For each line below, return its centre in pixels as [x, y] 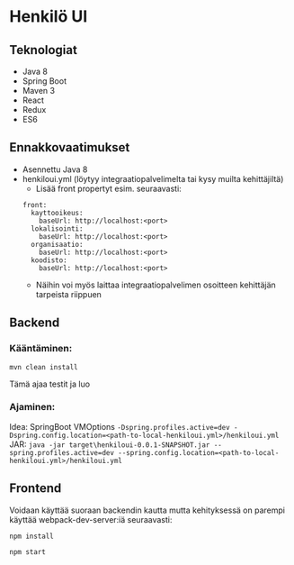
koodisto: [49, 260]
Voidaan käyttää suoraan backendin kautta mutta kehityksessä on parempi [147, 510]
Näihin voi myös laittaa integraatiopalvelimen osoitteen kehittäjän [156, 285]
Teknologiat [44, 50]
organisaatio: [57, 244]
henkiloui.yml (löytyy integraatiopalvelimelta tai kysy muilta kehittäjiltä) [153, 178]
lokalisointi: [57, 228]
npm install [31, 536]
